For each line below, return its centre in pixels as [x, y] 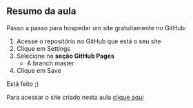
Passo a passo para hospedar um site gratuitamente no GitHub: [96, 28]
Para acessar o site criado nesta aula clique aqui [75, 97]
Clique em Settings [43, 48]
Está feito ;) [23, 84]
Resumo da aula [41, 11]
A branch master [50, 63]
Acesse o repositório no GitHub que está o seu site [89, 41]
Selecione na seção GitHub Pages [65, 56]
